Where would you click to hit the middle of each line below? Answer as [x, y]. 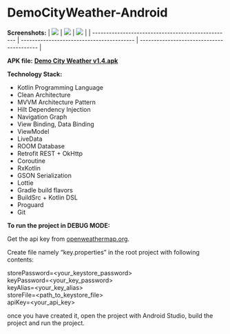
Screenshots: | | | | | [49, 32]
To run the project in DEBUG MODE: [59, 225]
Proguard [30, 204]
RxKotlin [29, 168]
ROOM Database [41, 146]
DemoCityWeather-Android [87, 13]
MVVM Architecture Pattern [56, 102]
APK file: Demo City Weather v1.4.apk [63, 61]
